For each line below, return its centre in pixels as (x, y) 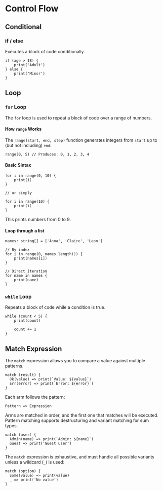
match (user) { (21, 435)
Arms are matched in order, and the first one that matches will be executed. (82, 415)
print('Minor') (30, 74)
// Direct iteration (26, 271)
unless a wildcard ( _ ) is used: (35, 462)
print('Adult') (30, 65)
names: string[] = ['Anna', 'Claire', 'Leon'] (54, 241)
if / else (14, 41)
